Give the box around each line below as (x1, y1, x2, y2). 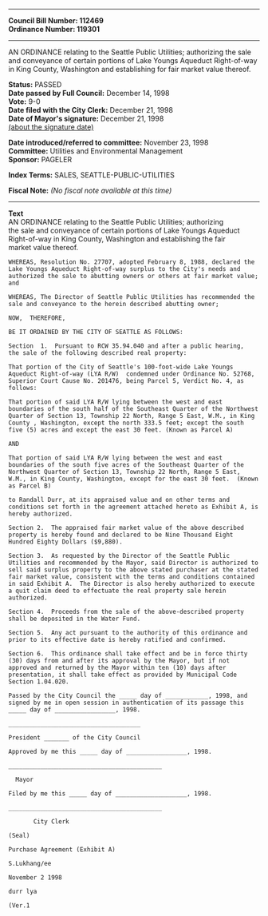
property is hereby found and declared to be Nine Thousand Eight (8, 531, 234, 539)
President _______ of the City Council (8, 734, 141, 742)
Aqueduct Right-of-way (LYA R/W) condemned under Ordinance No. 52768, (8, 370, 255, 378)
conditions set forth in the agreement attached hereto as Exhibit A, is (8, 503, 259, 511)
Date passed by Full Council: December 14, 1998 (8, 89, 170, 98)
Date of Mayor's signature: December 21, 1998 (8, 114, 164, 123)
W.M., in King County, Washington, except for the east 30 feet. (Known (8, 475, 259, 483)
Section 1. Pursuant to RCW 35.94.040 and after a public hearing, (8, 342, 245, 350)
